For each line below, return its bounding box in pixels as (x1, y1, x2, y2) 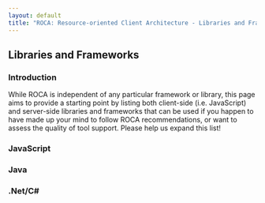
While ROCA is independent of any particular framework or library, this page (8, 90, 256, 100)
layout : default (8, 11, 62, 20)
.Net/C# (8, 185, 39, 196)
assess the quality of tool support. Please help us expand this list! (8, 123, 222, 133)
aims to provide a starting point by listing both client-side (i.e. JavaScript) (8, 98, 247, 107)
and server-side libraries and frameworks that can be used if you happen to (8, 107, 254, 116)
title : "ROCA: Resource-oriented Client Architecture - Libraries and (8, 19, 245, 27)
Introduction (8, 72, 57, 83)
